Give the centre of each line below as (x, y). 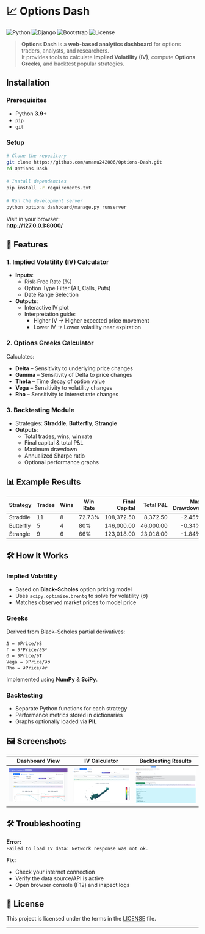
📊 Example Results (44, 482)
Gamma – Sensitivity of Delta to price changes (74, 374)
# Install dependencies (37, 181)
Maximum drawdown (51, 450)
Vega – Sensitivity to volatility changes (64, 387)
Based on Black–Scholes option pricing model (74, 589)
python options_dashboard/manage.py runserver (67, 207)
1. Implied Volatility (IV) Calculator (58, 262)
